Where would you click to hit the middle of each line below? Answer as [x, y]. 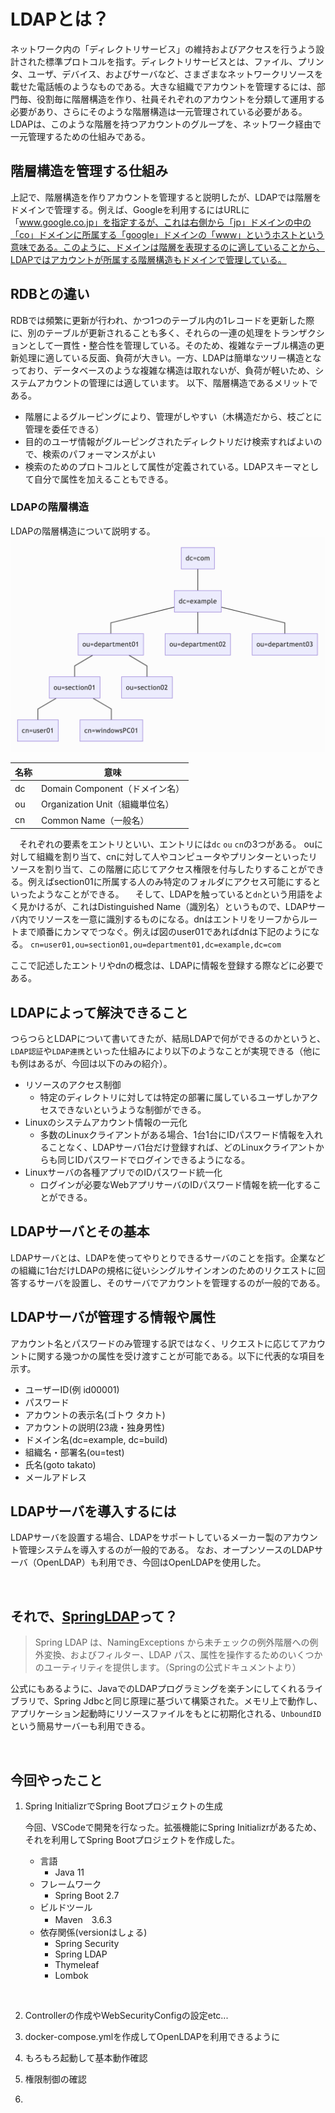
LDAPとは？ [60, 19]
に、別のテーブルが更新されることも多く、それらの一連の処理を [141, 332]
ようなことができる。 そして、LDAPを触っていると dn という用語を [175, 894]
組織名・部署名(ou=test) [74, 1452]
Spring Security [87, 1944]
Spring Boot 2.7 [87, 1896]
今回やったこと [56, 1780]
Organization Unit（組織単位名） [108, 804]
